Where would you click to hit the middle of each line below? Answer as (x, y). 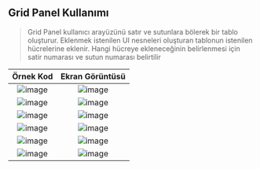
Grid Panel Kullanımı (59, 13)
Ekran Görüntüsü (93, 76)
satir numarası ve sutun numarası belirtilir (94, 57)
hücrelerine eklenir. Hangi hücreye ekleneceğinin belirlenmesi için (134, 48)
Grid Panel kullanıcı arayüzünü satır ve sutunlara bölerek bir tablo (132, 31)
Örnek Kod (33, 76)
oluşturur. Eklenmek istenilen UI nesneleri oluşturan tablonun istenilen (140, 40)
